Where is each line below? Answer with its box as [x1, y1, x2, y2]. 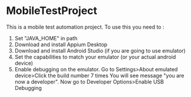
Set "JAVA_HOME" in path [14, 34, 78, 41]
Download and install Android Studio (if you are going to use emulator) [14, 47, 186, 54]
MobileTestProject [6, 4, 97, 18]
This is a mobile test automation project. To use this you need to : [6, 23, 164, 30]
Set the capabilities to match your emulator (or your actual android [14, 53, 176, 60]
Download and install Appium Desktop [14, 41, 108, 48]
